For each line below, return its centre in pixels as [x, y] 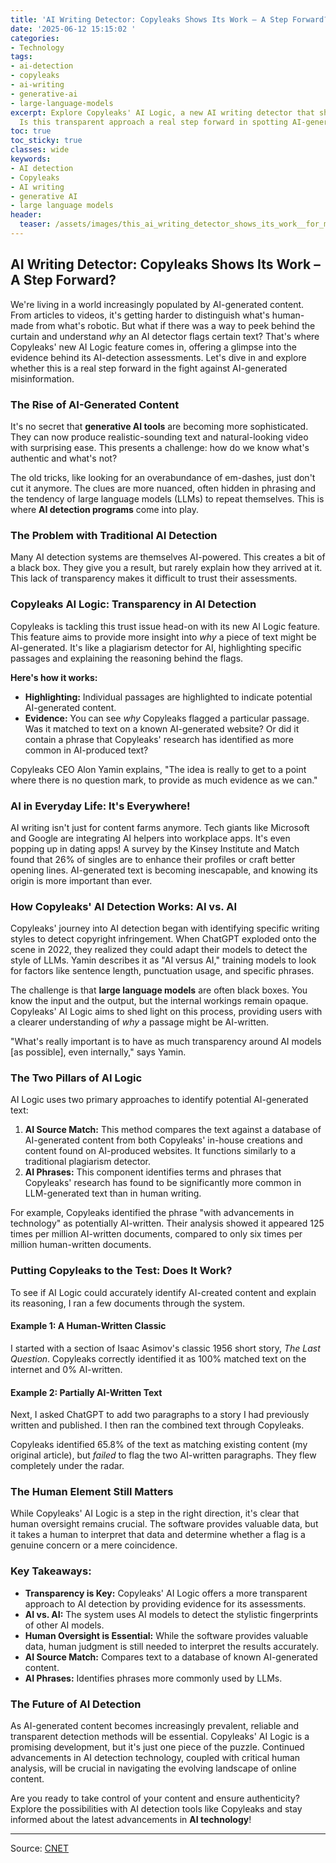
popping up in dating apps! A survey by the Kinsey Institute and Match [155, 848]
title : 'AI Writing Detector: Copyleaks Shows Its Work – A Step [149, 19]
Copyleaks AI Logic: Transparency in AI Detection [133, 604]
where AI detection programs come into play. [104, 509]
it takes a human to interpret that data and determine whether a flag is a [158, 1535]
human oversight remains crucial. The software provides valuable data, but [164, 1524]
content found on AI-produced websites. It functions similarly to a [160, 1151]
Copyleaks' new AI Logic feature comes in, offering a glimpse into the [153, 347]
